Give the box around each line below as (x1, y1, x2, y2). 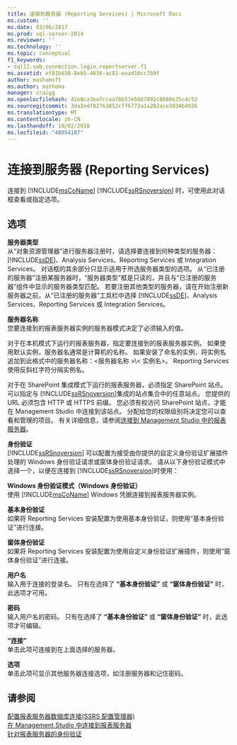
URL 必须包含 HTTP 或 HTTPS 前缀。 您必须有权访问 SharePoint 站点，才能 (7, 398, 226, 407)
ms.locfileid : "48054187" (7, 129, 83, 136)
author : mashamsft (7, 76, 62, 84)
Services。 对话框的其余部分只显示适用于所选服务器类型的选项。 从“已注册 (7, 265, 225, 273)
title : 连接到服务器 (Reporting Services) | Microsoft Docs (7, 10, 182, 18)
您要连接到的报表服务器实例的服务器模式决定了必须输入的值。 (7, 324, 187, 333)
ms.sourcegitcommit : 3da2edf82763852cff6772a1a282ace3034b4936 (7, 103, 198, 110)
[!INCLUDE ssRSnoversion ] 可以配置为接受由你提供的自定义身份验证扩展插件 (7, 449, 229, 457)
